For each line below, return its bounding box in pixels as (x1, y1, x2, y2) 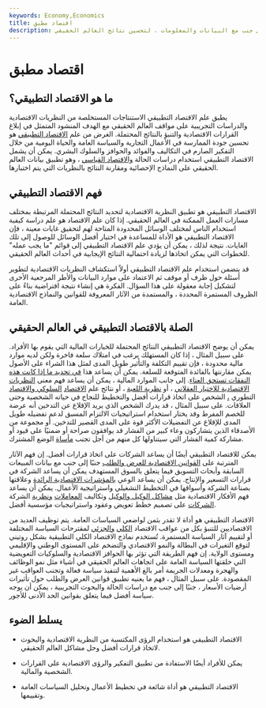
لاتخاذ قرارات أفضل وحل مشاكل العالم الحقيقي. (20, 642, 160, 652)
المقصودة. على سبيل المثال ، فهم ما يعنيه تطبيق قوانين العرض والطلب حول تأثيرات (9, 574, 252, 583)
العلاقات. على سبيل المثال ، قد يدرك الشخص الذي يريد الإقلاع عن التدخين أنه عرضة (9, 401, 251, 409)
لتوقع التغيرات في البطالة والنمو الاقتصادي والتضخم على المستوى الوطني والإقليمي (9, 540, 251, 549)
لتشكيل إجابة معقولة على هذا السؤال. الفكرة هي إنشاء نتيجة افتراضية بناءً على (9, 281, 236, 291)
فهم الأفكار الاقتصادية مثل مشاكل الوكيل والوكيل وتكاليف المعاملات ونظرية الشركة (9, 491, 249, 500)
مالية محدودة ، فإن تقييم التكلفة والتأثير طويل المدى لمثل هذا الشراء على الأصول (9, 359, 244, 367)
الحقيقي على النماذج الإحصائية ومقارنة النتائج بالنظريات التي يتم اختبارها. (9, 163, 219, 172)
